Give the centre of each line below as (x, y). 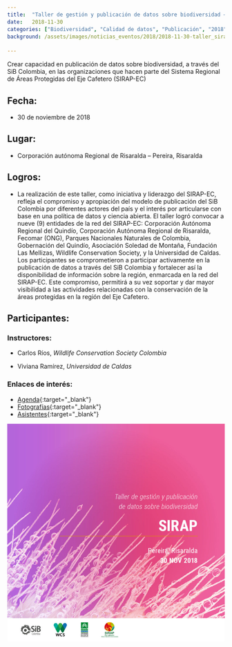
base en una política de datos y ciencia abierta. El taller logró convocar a (120, 216)
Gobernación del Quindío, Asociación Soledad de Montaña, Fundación (117, 245)
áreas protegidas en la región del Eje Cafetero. (83, 296)
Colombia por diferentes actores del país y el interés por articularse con (119, 209)
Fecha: (22, 100)
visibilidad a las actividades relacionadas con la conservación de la (113, 289)
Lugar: (21, 139)
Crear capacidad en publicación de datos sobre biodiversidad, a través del (113, 64)
